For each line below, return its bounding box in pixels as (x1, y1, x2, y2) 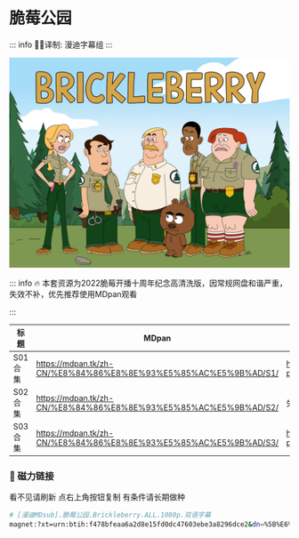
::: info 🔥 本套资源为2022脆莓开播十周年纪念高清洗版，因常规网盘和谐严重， (9, 277, 287, 288)
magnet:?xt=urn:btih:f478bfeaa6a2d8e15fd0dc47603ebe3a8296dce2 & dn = (9, 519, 265, 529)
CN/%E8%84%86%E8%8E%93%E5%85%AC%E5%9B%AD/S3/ (36, 437, 279, 447)
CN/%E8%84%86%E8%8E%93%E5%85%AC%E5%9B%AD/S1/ (36, 368, 279, 379)
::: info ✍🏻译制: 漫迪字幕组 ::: (9, 39, 113, 50)
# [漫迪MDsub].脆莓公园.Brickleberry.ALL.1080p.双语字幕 (9, 510, 212, 519)
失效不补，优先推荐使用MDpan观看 (9, 288, 138, 299)
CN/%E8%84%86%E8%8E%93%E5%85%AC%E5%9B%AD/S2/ (36, 402, 279, 414)
